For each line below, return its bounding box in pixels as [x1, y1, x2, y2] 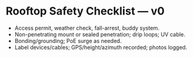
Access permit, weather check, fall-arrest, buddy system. [14, 24, 160, 32]
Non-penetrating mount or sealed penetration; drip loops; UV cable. [14, 30, 186, 38]
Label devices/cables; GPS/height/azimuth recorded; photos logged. [14, 44, 188, 51]
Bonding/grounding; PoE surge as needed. [14, 37, 122, 44]
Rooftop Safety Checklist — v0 [5, 4, 165, 18]
